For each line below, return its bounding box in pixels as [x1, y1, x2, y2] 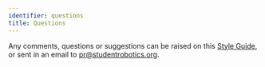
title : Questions [8, 19, 66, 27]
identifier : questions [8, 11, 84, 20]
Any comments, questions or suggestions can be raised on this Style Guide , [8, 41, 258, 50]
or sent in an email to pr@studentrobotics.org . [8, 49, 160, 59]
